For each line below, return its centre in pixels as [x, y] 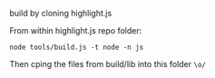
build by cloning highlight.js [61, 13]
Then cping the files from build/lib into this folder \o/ [108, 64]
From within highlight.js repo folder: [76, 30]
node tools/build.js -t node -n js [77, 47]
